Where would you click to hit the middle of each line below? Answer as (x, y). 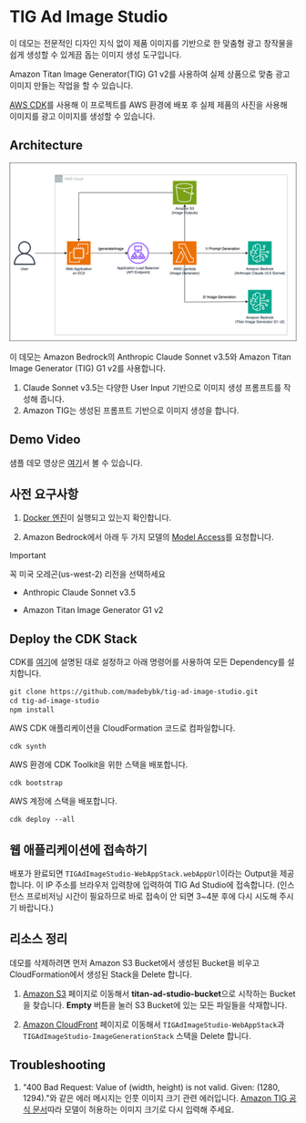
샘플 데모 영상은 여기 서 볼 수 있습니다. (76, 463)
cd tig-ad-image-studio (55, 701)
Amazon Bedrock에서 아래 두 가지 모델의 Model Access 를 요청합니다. (148, 537)
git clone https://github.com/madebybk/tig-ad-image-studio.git (134, 692)
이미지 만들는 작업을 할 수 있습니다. (71, 85)
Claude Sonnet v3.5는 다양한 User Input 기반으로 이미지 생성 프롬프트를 (152, 387)
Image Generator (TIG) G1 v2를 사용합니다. (87, 368)
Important (28, 556)
